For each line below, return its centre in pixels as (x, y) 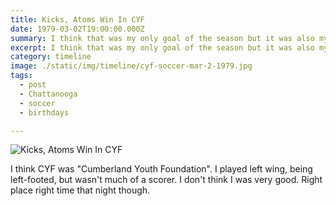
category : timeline (51, 57)
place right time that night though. (80, 190)
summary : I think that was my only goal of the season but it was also (162, 38)
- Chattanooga (48, 94)
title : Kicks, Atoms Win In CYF (77, 19)
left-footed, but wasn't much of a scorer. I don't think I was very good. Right (166, 180)
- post (33, 85)
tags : (21, 76)
